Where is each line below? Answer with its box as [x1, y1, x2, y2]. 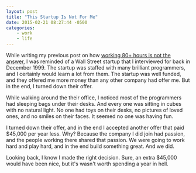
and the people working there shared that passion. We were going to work [6, 137, 185, 143]
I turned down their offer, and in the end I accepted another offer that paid [6, 124, 184, 131]
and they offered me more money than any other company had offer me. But [6, 77, 190, 84]
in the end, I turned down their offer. [6, 83, 93, 89]
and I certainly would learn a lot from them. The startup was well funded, [6, 71, 181, 77]
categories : [6, 25, 35, 31]
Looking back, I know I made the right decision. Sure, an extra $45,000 [6, 154, 177, 161]
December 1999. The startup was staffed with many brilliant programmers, [6, 64, 185, 71]
